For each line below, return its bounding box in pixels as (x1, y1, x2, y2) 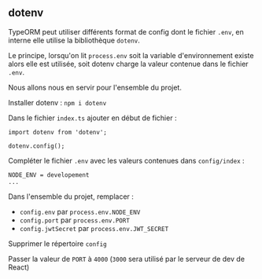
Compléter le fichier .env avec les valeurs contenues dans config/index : (8, 156, 245, 165)
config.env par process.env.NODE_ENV (19, 207, 141, 216)
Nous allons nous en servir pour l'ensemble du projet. (8, 83, 183, 92)
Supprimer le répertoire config (8, 239, 108, 248)
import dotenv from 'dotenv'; (8, 128, 108, 136)
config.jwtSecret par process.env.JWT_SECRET (19, 223, 169, 233)
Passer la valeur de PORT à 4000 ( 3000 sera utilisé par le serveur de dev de (8, 254, 245, 263)
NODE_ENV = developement (8, 171, 90, 179)
